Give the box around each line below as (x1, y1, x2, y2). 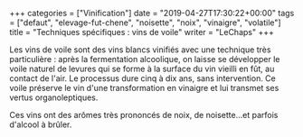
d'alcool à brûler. (9, 119, 72, 130)
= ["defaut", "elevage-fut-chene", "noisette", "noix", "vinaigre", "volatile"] (9, 17, 282, 28)
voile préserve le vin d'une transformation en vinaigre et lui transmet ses (9, 83, 279, 93)
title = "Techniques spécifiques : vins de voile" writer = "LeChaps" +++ (9, 27, 274, 37)
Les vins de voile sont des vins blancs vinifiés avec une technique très (9, 44, 271, 55)
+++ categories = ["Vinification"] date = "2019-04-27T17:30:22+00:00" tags (9, 8, 295, 18)
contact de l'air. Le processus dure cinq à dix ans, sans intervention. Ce (9, 73, 276, 84)
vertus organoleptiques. (9, 92, 99, 103)
